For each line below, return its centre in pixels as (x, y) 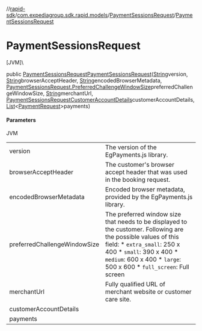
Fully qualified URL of (135, 284)
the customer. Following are (144, 229)
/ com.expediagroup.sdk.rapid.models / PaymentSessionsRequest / (95, 15)
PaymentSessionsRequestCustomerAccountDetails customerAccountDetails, (100, 99)
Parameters (21, 120)
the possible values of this (142, 237)
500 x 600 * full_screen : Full (147, 267)
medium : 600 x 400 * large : (143, 259)
